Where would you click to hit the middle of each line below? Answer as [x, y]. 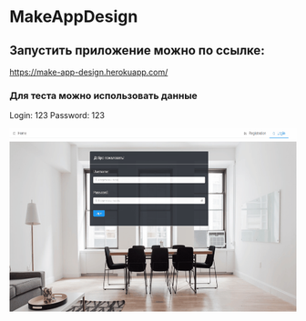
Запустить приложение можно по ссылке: [138, 50]
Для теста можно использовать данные [103, 95]
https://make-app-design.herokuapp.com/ [89, 72]
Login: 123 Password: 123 [57, 115]
